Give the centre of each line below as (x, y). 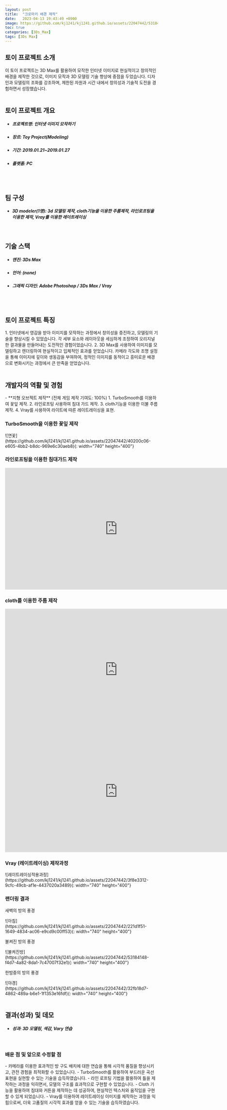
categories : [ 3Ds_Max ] (28, 32)
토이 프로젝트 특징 (30, 320)
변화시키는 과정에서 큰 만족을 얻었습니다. (52, 363)
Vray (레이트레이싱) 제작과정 (37, 863)
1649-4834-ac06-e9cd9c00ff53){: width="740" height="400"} (68, 931)
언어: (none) (24, 273)
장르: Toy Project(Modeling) (40, 137)
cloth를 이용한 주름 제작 (31, 600)
